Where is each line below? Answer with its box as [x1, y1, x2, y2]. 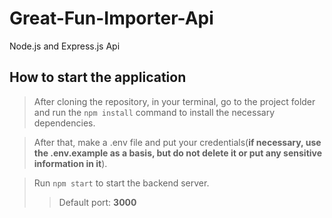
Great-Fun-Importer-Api [9, 7, 214, 30]
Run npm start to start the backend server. [33, 177, 210, 189]
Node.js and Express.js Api [9, 40, 121, 52]
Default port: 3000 [58, 196, 137, 208]
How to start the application [9, 69, 187, 86]
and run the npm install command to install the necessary [33, 106, 276, 118]
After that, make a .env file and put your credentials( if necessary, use [33, 136, 322, 148]
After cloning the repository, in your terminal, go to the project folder [33, 95, 316, 107]
